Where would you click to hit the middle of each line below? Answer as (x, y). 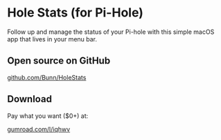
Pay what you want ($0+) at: (48, 116)
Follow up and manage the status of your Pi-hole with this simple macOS (111, 32)
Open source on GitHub (59, 61)
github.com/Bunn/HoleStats (47, 77)
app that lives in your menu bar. (52, 39)
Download (29, 99)
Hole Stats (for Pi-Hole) (76, 13)
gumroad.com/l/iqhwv (39, 129)
